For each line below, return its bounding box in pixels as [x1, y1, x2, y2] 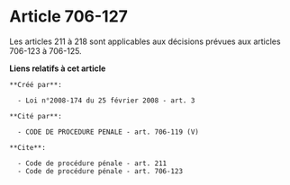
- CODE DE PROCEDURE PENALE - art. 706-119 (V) [17, 128, 200, 137]
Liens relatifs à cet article [9, 63, 106, 74]
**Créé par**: [9, 80, 63, 89]
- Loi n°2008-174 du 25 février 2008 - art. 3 [17, 96, 195, 105]
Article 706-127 [9, 6, 129, 27]
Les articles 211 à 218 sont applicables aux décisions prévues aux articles [9, 36, 281, 47]
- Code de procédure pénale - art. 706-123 [17, 166, 183, 176]
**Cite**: [9, 143, 47, 152]
